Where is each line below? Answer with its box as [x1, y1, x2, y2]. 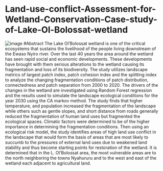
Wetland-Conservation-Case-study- [5, 14, 158, 25]
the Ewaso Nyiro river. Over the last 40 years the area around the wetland [5, 50, 153, 57]
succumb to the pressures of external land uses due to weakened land [5, 139, 147, 145]
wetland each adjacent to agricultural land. [5, 160, 92, 166]
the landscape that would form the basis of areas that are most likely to [5, 134, 148, 140]
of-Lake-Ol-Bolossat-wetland [5, 24, 128, 35]
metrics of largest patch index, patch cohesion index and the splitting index [5, 72, 157, 77]
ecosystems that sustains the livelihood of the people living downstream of [5, 46, 156, 51]
